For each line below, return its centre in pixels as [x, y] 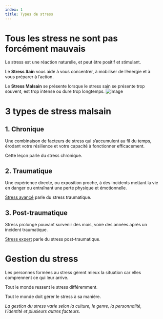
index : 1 [14, 10]
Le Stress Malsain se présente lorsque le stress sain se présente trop [75, 86]
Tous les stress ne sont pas [61, 38]
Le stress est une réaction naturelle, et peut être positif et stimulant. [73, 62]
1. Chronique [25, 129]
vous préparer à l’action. [29, 77]
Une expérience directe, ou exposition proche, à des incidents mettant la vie [82, 183]
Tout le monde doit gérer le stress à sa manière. [53, 297]
